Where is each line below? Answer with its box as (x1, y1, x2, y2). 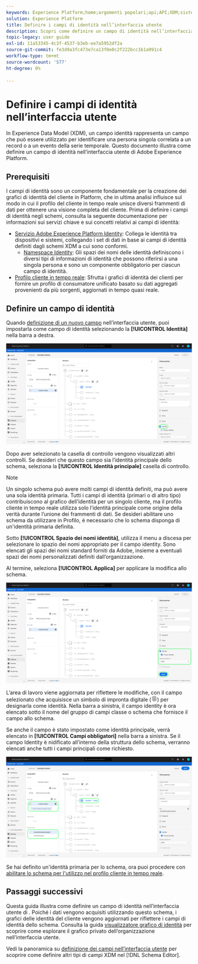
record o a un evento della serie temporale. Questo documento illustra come (6, 142, 192, 150)
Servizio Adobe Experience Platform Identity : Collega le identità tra (14, 230, 177, 237)
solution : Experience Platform (6, 15, 83, 22)
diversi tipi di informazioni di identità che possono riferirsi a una (23, 255, 178, 262)
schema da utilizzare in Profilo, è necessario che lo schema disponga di (6, 516, 180, 524)
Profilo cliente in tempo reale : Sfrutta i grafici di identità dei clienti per (14, 274, 183, 281)
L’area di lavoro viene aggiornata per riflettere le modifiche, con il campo (6, 689, 183, 696)
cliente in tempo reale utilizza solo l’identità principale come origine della (6, 504, 183, 511)
